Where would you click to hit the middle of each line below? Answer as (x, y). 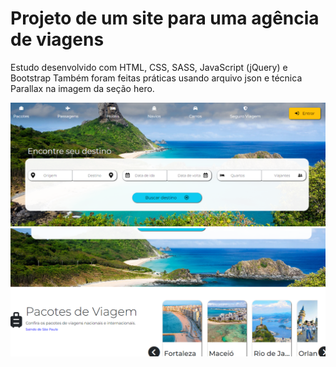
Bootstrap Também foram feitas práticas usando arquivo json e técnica (156, 78)
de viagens (57, 39)
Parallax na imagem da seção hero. (82, 88)
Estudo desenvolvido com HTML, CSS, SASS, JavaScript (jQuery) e (149, 67)
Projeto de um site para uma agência (165, 18)
